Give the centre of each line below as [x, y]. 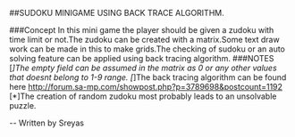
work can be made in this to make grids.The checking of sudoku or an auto [147, 49]
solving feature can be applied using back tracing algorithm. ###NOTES [142, 58]
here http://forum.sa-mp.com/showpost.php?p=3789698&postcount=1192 [146, 87]
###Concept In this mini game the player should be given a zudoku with [142, 30]
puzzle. [23, 105]
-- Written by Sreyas [47, 123]
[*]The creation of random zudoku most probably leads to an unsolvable [143, 96]
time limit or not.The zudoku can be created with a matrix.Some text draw [144, 40]
